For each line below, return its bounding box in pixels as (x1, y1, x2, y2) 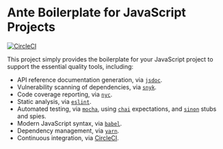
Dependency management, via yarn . (16, 126, 120, 135)
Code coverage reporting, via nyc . (16, 90, 113, 98)
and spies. (16, 111, 47, 120)
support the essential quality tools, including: (7, 62, 134, 70)
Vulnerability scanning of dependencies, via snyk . (16, 83, 157, 91)
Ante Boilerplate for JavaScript (7, 5, 187, 21)
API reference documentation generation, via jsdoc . (16, 75, 163, 83)
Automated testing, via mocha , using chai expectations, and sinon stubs (16, 105, 217, 113)
